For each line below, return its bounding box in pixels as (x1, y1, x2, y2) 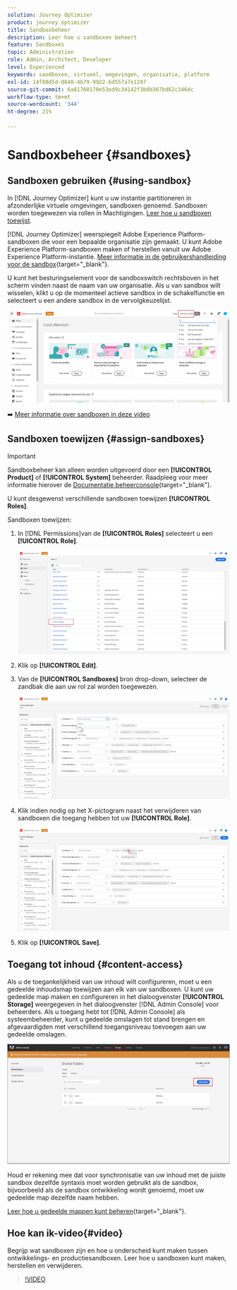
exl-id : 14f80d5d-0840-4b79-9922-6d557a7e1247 (7, 78, 147, 85)
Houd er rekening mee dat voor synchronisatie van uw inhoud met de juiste (7, 1171, 226, 1179)
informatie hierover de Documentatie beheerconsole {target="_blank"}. (7, 480, 212, 489)
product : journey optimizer (7, 18, 90, 26)
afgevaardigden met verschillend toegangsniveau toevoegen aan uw (7, 1022, 207, 1031)
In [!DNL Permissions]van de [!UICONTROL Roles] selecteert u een (17, 529, 213, 537)
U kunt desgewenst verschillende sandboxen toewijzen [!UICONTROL (7, 494, 210, 503)
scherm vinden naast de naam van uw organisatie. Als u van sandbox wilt (7, 281, 221, 289)
